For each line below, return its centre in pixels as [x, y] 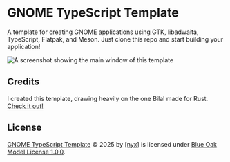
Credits [23, 82]
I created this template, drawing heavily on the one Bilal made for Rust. [108, 98]
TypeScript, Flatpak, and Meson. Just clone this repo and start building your [115, 39]
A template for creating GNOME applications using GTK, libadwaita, [103, 32]
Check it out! [25, 106]
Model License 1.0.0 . [36, 152]
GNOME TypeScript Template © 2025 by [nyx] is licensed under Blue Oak [112, 144]
